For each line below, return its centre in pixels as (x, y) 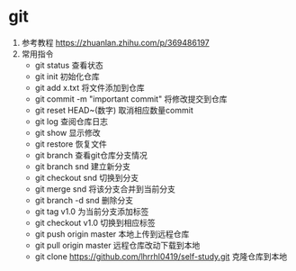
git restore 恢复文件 (71, 144)
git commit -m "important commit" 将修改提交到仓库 (131, 99)
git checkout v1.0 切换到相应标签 (95, 222)
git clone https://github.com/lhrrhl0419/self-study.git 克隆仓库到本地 (161, 256)
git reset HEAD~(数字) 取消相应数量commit (114, 110)
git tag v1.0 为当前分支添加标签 (92, 211)
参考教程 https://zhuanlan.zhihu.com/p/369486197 (115, 42)
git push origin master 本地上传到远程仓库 (112, 234)
